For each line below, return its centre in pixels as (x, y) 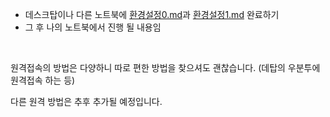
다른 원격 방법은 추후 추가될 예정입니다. (86, 101)
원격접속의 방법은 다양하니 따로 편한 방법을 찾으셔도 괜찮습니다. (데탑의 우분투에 (165, 67)
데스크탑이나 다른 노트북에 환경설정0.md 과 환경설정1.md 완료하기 (152, 14)
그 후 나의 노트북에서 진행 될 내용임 (93, 27)
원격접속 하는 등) (43, 80)
